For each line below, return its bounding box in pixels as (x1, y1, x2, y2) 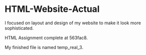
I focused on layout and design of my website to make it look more (4, 20, 142, 26)
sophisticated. (4, 25, 34, 31)
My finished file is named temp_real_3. (4, 44, 83, 50)
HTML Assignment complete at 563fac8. (4, 35, 88, 41)
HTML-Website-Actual (4, 3, 100, 15)
